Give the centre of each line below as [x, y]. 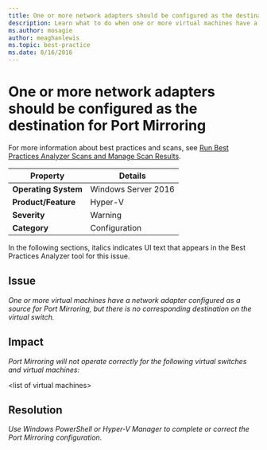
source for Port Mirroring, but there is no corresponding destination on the [130, 308]
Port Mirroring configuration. [55, 437]
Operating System [47, 189]
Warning [106, 215]
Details [132, 176]
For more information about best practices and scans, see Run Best [118, 147]
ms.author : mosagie [41, 30]
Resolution [35, 410]
